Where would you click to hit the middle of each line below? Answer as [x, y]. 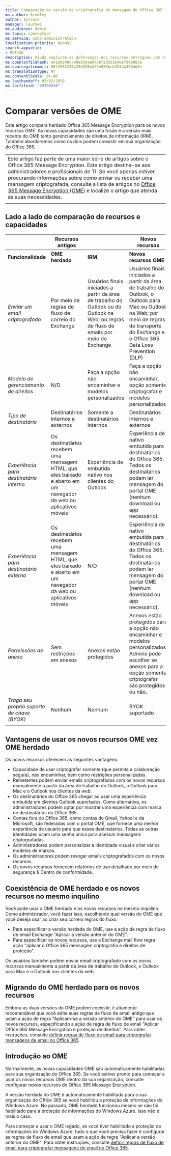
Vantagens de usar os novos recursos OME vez [82, 739]
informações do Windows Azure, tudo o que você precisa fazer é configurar [85, 1132]
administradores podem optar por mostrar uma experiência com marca [87, 807]
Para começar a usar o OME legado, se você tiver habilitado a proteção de [83, 1126]
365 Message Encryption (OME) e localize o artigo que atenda [83, 190]
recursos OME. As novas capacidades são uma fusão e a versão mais [78, 130]
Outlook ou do [104, 307]
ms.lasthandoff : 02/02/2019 [35, 81]
